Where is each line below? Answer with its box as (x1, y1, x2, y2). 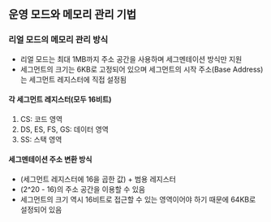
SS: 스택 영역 (19, 134, 62, 144)
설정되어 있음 (19, 205, 62, 215)
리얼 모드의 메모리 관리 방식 (8, 34, 109, 46)
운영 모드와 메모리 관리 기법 (8, 7, 136, 22)
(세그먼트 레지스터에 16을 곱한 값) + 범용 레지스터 (19, 174, 176, 185)
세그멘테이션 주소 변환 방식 (8, 155, 92, 164)
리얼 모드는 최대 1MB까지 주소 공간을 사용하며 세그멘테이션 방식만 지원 (19, 54, 243, 63)
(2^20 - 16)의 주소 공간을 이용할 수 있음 (19, 185, 146, 194)
